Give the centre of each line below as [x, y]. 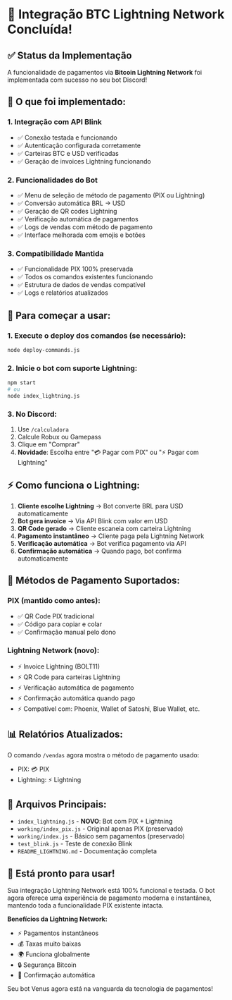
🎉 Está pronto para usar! [61, 873]
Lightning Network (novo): [53, 650]
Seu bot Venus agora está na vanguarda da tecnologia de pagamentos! [110, 989]
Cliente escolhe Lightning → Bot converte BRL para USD [100, 506]
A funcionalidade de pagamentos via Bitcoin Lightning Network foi [105, 72]
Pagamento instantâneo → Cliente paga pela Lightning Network [111, 536]
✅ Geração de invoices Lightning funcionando [84, 161]
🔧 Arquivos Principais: [57, 804]
